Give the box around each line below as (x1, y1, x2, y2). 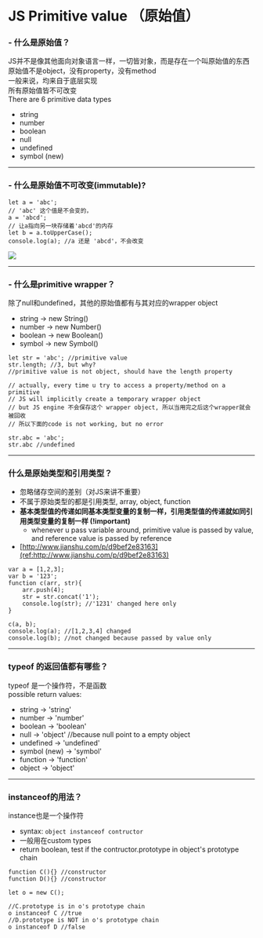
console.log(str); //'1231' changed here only (22, 600, 177, 608)
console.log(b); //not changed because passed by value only (8, 634, 212, 642)
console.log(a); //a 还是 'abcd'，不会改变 (8, 237, 144, 245)
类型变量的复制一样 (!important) (26, 516, 131, 526)
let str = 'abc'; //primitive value (8, 354, 128, 362)
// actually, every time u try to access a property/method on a (8, 381, 225, 389)
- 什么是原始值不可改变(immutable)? (8, 180, 146, 191)
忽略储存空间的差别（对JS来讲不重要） (19, 487, 145, 497)
